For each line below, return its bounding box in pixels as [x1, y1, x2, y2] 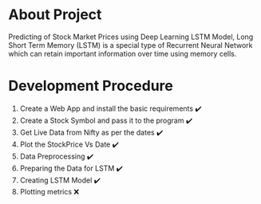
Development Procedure [8, 77, 173, 95]
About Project [8, 6, 102, 24]
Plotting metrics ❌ [19, 186, 80, 196]
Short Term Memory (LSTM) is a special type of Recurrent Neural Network [8, 40, 253, 49]
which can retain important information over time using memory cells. [8, 49, 237, 58]
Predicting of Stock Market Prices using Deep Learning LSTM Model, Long [8, 32, 254, 41]
